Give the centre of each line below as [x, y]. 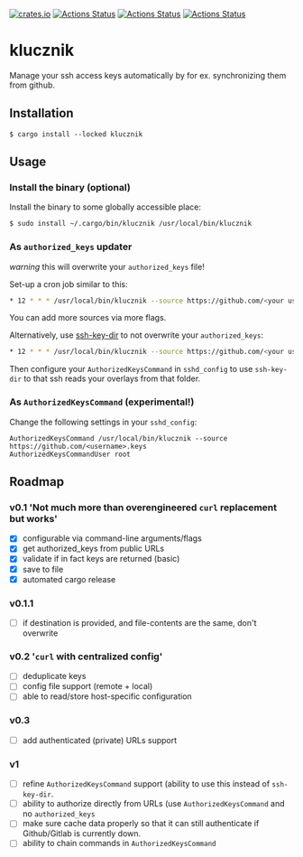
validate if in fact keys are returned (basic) [101, 559]
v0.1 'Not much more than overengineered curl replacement [143, 508]
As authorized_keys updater [71, 247]
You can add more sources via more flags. [88, 318]
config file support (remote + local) [87, 686]
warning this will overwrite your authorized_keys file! [107, 266]
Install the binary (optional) [70, 188]
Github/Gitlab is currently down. [82, 834]
